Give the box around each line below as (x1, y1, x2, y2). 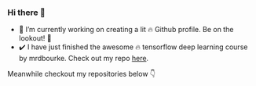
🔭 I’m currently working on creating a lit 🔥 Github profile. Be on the (18, 25, 234, 34)
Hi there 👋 (7, 7, 46, 18)
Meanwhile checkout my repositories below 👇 (7, 70, 156, 79)
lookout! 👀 (18, 34, 52, 43)
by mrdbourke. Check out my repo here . (18, 54, 149, 63)
